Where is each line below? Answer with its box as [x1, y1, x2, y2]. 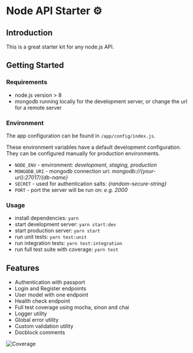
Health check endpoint [14, 298, 71, 305]
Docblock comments [14, 329, 66, 336]
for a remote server [14, 104, 62, 111]
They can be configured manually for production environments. [6, 149, 161, 157]
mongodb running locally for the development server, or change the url [14, 97, 188, 104]
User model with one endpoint [14, 291, 89, 299]
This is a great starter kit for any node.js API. [6, 43, 115, 50]
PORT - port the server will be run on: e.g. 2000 [14, 186, 128, 193]
